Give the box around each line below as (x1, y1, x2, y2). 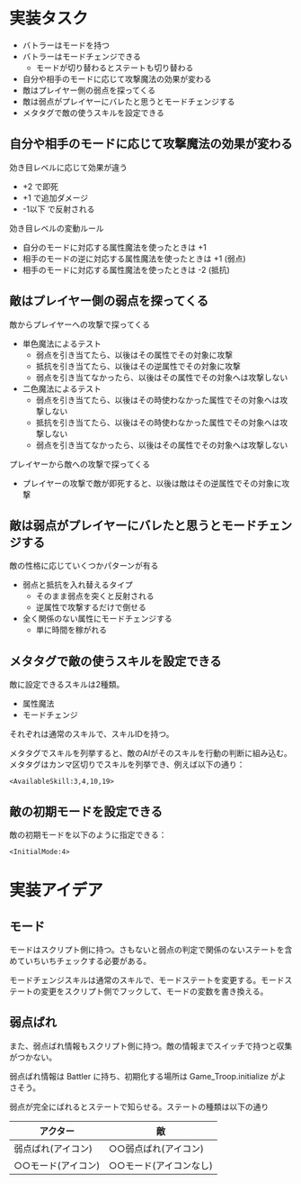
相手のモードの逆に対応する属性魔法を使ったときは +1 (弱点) (22, 253, 246, 264)
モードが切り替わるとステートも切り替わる (35, 62, 194, 73)
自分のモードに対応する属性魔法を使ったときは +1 (22, 241, 207, 252)
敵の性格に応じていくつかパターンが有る (9, 560, 159, 571)
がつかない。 (9, 1052, 57, 1062)
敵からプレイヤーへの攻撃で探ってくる (9, 319, 151, 330)
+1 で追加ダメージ (22, 192, 88, 203)
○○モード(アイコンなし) (108, 1159, 213, 1171)
